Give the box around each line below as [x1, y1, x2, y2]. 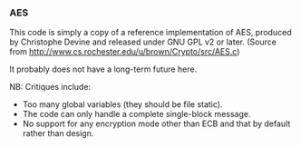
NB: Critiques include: [9, 82, 92, 93]
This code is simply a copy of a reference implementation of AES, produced [9, 27, 292, 38]
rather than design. [22, 128, 94, 139]
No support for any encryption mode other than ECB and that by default [22, 118, 291, 129]
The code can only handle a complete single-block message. [22, 109, 251, 120]
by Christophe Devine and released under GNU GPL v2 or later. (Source [9, 36, 277, 47]
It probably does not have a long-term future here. [9, 64, 198, 74]
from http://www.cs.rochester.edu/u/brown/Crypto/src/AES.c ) [9, 46, 240, 57]
